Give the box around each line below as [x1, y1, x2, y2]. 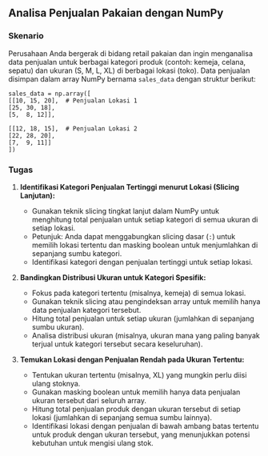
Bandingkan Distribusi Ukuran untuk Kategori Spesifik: [19, 272, 206, 282]
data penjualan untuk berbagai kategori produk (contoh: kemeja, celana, [8, 57, 246, 66]
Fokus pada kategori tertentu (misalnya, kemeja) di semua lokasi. [31, 288, 246, 298]
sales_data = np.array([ [8, 90, 91, 98]
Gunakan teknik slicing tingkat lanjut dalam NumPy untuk [31, 206, 220, 215]
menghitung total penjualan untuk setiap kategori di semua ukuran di [31, 214, 258, 224]
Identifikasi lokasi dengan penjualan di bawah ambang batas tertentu [31, 421, 259, 430]
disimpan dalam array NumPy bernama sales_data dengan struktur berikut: [8, 74, 256, 83]
